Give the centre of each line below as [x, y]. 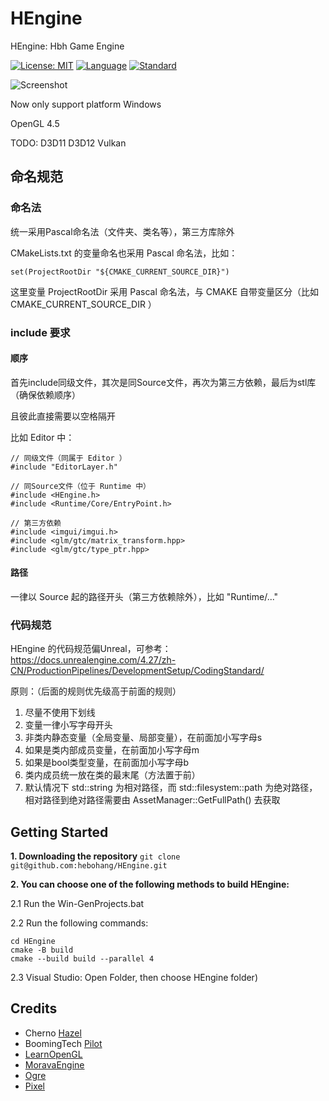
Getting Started [59, 832]
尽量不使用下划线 [60, 713]
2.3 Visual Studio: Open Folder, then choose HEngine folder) [134, 978]
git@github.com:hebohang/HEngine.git [89, 866]
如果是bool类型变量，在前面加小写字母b [107, 763]
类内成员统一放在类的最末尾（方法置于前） [112, 775]
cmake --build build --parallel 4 [82, 959]
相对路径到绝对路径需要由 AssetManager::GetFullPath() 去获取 [152, 800]
